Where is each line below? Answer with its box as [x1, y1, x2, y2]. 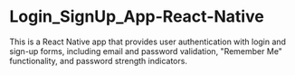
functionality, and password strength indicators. [9, 55, 188, 66]
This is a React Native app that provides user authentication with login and [9, 36, 287, 47]
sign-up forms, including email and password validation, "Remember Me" [9, 45, 283, 56]
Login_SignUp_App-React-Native [9, 6, 264, 27]
